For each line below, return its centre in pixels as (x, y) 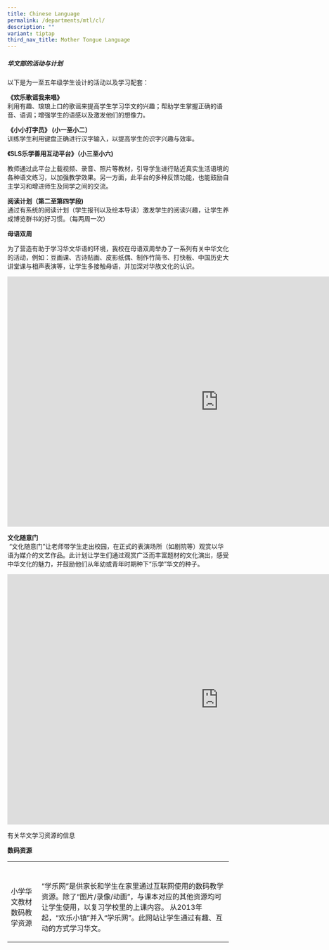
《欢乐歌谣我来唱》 (35, 97)
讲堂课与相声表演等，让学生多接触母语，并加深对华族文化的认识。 (103, 266)
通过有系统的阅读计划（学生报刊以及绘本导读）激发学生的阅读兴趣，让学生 (115, 210)
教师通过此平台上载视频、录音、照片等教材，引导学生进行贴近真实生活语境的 (118, 169)
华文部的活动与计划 (35, 63)
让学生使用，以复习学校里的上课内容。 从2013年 (122, 907)
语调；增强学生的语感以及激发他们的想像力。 (84, 115)
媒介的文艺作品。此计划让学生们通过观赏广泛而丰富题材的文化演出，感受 (124, 555)
